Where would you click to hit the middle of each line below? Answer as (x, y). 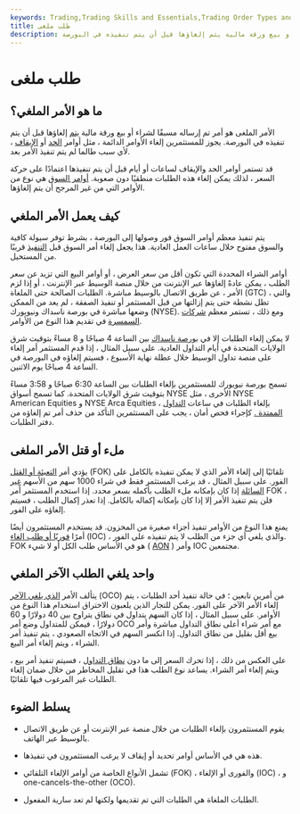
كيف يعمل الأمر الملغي (65, 216)
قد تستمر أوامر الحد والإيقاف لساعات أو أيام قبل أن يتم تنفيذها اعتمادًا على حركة (142, 169)
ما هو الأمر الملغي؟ (57, 111)
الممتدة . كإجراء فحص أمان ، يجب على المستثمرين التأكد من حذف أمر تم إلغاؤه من (146, 412)
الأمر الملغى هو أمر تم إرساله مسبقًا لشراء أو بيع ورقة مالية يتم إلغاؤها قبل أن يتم (142, 133)
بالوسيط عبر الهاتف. (56, 738)
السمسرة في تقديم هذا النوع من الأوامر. (76, 321)
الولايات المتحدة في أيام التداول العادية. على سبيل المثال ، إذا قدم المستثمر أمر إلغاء (148, 348)
